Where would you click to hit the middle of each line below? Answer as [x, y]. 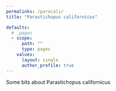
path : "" [32, 44]
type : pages [36, 49]
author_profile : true [48, 65]
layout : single [40, 60]
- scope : [22, 38]
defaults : [18, 27]
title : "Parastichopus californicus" [52, 17]
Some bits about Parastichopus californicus [58, 82]
